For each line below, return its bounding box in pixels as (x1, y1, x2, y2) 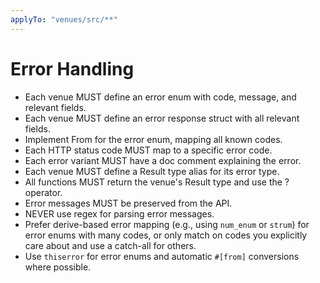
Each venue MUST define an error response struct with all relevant (24, 112, 300, 124)
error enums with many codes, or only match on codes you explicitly (24, 229, 308, 241)
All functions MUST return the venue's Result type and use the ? (24, 176, 290, 188)
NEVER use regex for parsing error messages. (24, 207, 215, 220)
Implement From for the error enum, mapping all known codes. (24, 133, 283, 145)
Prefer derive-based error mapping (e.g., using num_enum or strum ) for (24, 218, 310, 230)
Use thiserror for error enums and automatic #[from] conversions (24, 250, 300, 262)
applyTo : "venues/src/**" (10, 14, 118, 25)
